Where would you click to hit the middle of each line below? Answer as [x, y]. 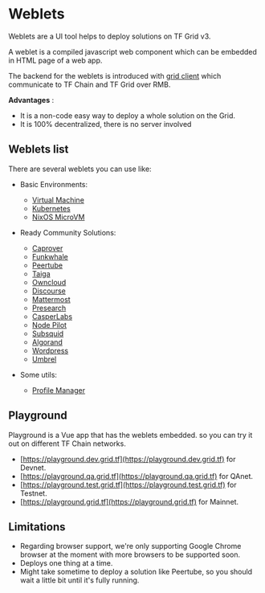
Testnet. [33, 493]
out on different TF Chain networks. [67, 444]
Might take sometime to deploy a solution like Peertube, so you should [136, 572]
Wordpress [50, 350]
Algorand [47, 341]
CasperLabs [52, 316]
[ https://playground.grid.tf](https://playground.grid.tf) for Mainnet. [129, 501]
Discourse [49, 291]
